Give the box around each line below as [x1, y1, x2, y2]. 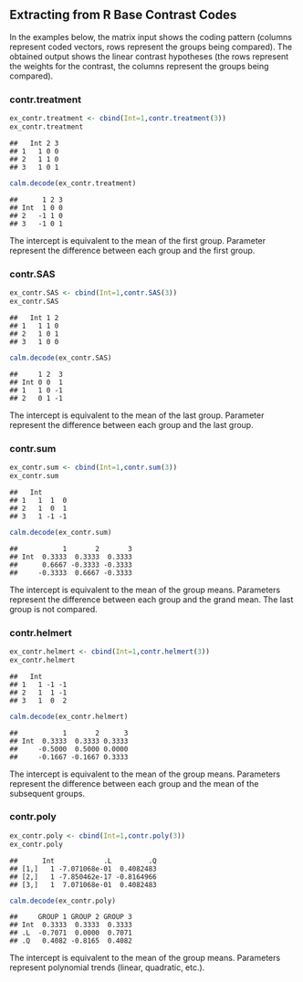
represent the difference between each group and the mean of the [9, 778, 259, 789]
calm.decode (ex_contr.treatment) [9, 178, 137, 188]
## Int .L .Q [9, 856, 157, 865]
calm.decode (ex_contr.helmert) [9, 712, 129, 721]
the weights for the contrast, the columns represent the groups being [9, 60, 269, 71]
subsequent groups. [9, 788, 85, 799]
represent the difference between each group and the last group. [9, 419, 254, 430]
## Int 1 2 [9, 313, 59, 322]
